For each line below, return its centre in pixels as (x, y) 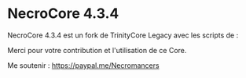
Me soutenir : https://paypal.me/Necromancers (83, 65)
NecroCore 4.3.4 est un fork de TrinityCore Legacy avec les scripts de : (123, 35)
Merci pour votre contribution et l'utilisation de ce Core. (97, 50)
